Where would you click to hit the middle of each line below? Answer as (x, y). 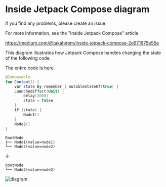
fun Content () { (22, 82)
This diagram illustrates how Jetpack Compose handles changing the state (83, 53)
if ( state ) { (28, 110)
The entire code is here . (30, 68)
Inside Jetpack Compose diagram (77, 9)
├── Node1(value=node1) (30, 143)
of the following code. (28, 58)
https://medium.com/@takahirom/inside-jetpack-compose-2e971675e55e (82, 43)
